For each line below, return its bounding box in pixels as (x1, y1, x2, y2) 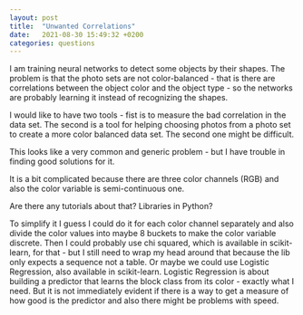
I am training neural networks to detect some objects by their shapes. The (9, 63, 286, 74)
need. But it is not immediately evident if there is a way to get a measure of (9, 286, 289, 297)
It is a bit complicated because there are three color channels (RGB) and (9, 174, 279, 185)
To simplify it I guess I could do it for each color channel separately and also (9, 218, 295, 229)
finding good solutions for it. (9, 156, 115, 167)
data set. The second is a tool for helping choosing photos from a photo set (9, 119, 291, 130)
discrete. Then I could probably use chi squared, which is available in (9, 237, 268, 249)
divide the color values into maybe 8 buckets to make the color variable (9, 228, 277, 239)
